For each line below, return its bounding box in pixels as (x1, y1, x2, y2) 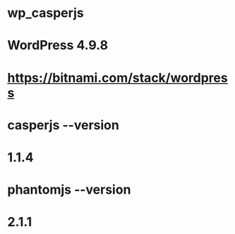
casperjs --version (7, 117, 120, 133)
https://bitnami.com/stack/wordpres (7, 69, 228, 86)
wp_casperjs (7, 5, 84, 21)
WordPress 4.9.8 (7, 37, 108, 54)
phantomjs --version (7, 182, 131, 198)
